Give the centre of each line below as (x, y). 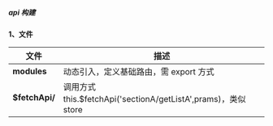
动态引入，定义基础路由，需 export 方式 (139, 71)
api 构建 (22, 12)
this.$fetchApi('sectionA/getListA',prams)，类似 (154, 99)
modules (30, 71)
